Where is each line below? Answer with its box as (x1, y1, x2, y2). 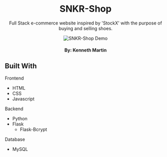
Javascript (12, 96, 35, 102)
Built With (5, 62, 37, 70)
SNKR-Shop (59, 3, 112, 15)
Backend (5, 106, 24, 112)
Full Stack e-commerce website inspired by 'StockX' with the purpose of (9, 20, 162, 26)
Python (12, 116, 28, 122)
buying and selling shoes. (58, 25, 113, 31)
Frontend (5, 75, 24, 82)
